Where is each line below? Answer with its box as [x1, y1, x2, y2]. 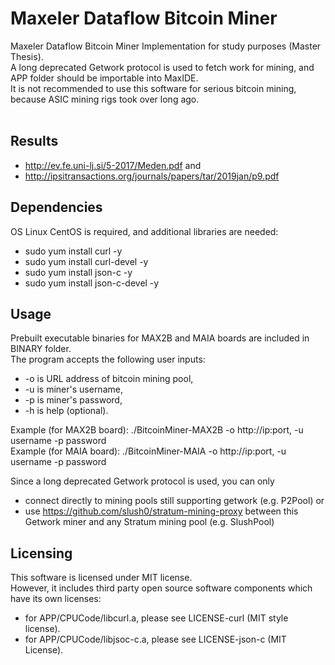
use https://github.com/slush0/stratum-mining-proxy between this [24, 505, 299, 517]
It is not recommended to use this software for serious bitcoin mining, [10, 82, 297, 94]
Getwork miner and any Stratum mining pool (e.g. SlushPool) [24, 516, 275, 528]
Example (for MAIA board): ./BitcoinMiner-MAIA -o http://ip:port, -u [10, 445, 287, 457]
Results [10, 133, 59, 150]
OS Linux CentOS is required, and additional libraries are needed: [10, 225, 279, 237]
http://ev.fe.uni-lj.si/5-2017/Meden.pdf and [24, 159, 202, 171]
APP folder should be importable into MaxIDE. [10, 72, 199, 84]
